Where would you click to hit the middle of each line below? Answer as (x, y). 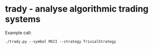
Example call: (18, 33)
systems (23, 19)
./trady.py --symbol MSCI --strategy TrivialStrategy (61, 41)
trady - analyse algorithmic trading (77, 9)
